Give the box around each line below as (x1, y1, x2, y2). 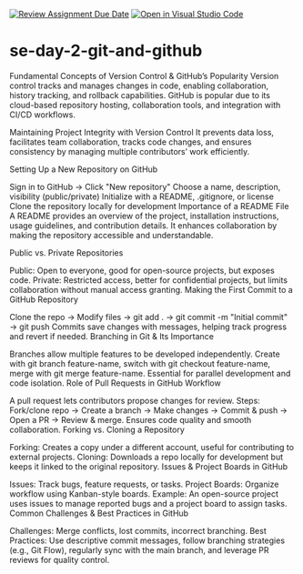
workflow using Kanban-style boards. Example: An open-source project (9, 488, 279, 499)
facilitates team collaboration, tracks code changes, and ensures (9, 136, 252, 147)
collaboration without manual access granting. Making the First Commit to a (9, 284, 293, 295)
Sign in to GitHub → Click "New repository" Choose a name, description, (9, 181, 281, 192)
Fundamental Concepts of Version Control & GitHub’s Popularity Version (9, 70, 279, 81)
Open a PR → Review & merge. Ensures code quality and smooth (9, 414, 252, 425)
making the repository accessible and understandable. (9, 229, 214, 240)
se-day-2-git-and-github (9, 41, 203, 61)
